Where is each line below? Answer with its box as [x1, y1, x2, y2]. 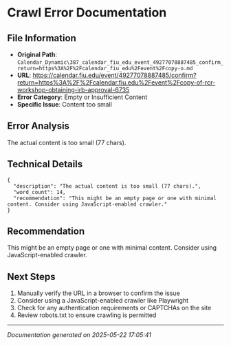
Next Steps [7, 270, 56, 283]
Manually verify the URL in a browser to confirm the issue [16, 289, 180, 297]
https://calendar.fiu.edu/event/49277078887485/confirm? [32, 71, 197, 79]
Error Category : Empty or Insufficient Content [16, 93, 148, 101]
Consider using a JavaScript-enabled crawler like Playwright [16, 296, 189, 305]
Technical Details [7, 158, 83, 170]
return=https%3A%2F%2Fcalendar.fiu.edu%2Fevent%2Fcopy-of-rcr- [16, 78, 216, 87]
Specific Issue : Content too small [16, 100, 112, 108]
